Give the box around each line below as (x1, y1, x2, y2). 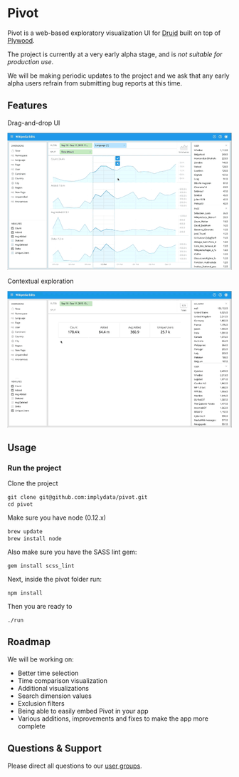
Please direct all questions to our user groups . (7, 761, 142, 770)
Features (7, 100, 48, 112)
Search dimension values (17, 691, 92, 700)
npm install (7, 590, 43, 597)
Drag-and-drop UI (7, 118, 60, 127)
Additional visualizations (17, 684, 90, 692)
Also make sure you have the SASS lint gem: (7, 547, 137, 556)
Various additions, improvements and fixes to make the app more (17, 714, 208, 723)
